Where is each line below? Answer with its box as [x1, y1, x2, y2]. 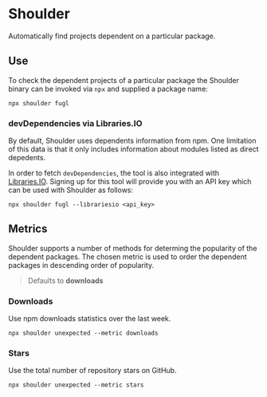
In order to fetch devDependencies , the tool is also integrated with [8, 168, 220, 178]
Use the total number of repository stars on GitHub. [8, 366, 177, 375]
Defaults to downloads [27, 276, 104, 285]
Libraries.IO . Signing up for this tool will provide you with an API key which [8, 177, 252, 187]
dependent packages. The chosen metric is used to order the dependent [8, 252, 247, 261]
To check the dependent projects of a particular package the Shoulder [8, 75, 240, 85]
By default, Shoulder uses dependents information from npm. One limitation [8, 136, 257, 146]
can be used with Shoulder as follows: [8, 185, 134, 195]
